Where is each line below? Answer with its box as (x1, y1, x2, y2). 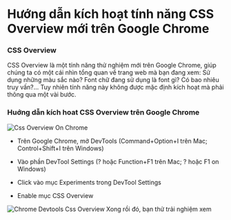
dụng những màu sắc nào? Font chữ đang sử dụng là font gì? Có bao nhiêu (7, 76, 219, 84)
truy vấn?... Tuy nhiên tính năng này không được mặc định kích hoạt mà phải (7, 83, 224, 92)
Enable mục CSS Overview (17, 191, 94, 199)
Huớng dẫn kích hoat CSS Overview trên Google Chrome (7, 108, 200, 117)
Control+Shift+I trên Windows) (17, 144, 105, 152)
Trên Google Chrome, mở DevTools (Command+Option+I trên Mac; (17, 137, 208, 145)
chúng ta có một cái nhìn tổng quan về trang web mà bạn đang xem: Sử (7, 68, 210, 77)
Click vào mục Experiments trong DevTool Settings (17, 178, 162, 186)
